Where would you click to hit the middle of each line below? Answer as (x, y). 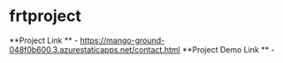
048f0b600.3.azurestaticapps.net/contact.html (95, 49)
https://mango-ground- (122, 40)
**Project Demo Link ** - (228, 49)
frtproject (45, 16)
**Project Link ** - (44, 40)
